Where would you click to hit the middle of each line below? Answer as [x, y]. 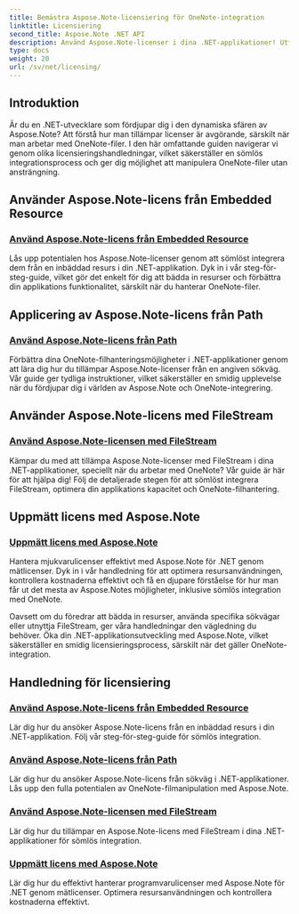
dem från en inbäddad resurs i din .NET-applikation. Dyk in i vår [125, 268]
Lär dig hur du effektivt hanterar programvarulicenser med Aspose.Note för [147, 883]
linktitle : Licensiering [55, 26]
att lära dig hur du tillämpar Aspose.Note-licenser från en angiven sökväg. [145, 369]
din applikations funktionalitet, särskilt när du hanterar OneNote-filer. [135, 287]
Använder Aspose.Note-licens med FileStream [141, 416]
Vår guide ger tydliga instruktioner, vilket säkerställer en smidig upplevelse [145, 378]
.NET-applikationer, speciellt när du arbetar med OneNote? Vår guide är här [147, 470]
